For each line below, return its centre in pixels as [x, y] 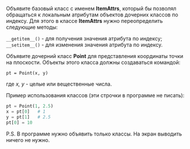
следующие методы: [32, 27]
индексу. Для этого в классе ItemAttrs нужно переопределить [84, 21]
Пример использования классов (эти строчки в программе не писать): [95, 95]
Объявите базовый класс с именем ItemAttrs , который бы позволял [91, 9]
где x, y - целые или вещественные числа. [59, 84]
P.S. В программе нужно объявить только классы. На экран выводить [94, 134]
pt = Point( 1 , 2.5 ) [30, 106]
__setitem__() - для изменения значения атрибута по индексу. [84, 45]
